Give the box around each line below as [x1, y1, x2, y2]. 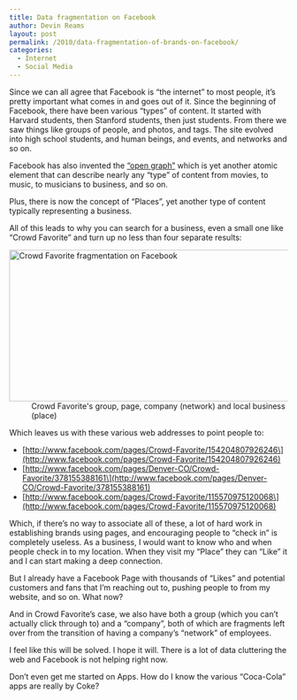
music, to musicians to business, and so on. [9, 179, 168, 189]
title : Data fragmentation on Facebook [9, 12, 156, 22]
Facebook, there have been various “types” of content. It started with [9, 105, 262, 116]
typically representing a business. [9, 205, 133, 216]
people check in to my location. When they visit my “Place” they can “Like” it [9, 546, 288, 557]
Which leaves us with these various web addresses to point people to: [9, 427, 264, 438]
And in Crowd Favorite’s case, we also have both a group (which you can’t [9, 608, 278, 619]
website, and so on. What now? [9, 591, 124, 602]
